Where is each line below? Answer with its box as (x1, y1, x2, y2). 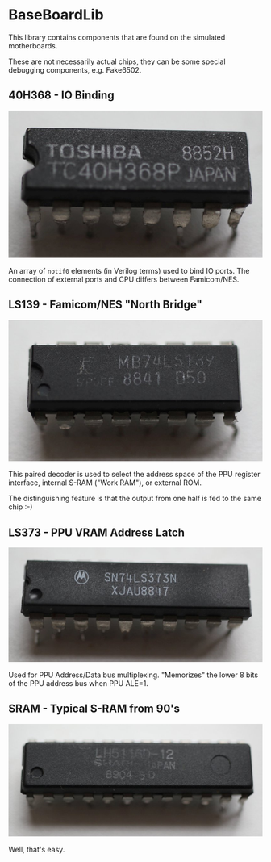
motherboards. (8, 40, 58, 50)
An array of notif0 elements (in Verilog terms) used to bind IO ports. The (8, 266, 250, 276)
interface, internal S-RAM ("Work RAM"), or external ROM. (8, 478, 202, 487)
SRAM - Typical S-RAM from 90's (8, 702, 180, 716)
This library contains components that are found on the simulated (8, 32, 226, 42)
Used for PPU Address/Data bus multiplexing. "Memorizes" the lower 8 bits (8, 670, 259, 680)
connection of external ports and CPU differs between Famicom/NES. (8, 274, 240, 284)
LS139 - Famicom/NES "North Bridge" (8, 298, 203, 312)
